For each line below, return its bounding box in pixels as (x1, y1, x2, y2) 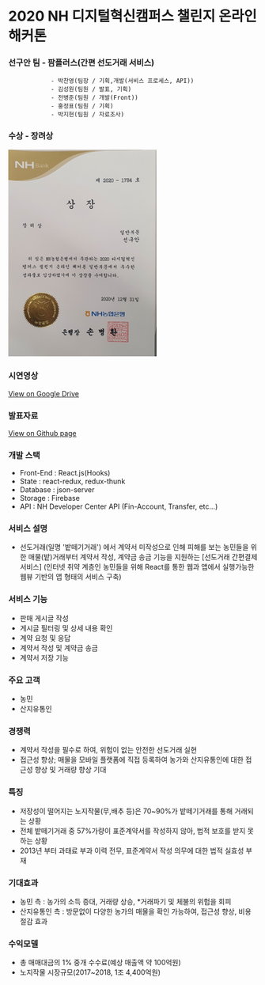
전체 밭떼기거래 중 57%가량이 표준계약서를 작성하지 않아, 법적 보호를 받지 (19, 826, 246, 835)
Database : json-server (19, 485, 95, 494)
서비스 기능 (8, 594, 48, 605)
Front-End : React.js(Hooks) (19, 468, 111, 478)
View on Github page (8, 428, 77, 438)
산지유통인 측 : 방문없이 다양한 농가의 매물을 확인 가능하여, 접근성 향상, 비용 (19, 907, 252, 916)
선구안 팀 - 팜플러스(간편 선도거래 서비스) (8, 57, 155, 68)
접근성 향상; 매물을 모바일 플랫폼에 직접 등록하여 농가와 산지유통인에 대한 (19, 755, 244, 764)
